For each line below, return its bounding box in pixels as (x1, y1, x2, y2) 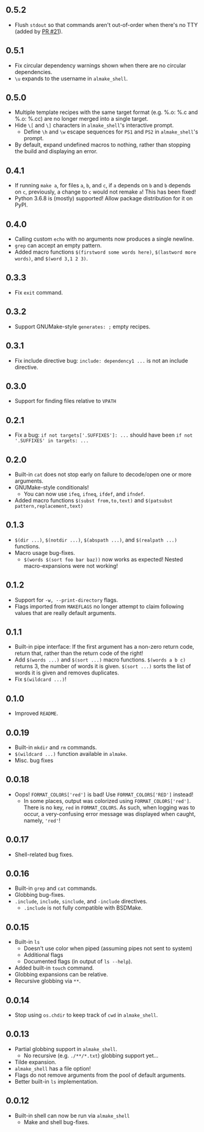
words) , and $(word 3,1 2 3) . (14, 255, 88, 262)
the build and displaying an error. (14, 148, 98, 155)
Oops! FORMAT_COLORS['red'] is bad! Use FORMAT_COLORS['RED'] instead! (14, 790, 194, 798)
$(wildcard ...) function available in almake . (14, 750, 128, 757)
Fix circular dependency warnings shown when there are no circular (14, 61, 186, 69)
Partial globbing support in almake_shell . (14, 1045, 117, 1052)
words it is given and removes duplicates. (14, 669, 120, 676)
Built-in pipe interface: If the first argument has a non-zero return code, (14, 643, 195, 651)
